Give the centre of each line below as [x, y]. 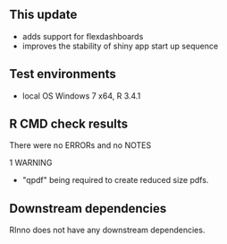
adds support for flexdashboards [83, 36]
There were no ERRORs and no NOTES [80, 145]
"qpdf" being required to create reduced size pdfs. [115, 180]
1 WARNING [31, 163]
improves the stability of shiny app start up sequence [120, 46]
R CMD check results [69, 124]
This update [43, 15]
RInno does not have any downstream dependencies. [107, 230]
